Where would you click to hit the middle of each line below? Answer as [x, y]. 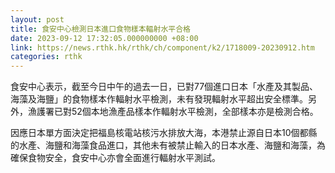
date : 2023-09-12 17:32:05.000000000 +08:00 [104, 38]
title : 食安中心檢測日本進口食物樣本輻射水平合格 [100, 29]
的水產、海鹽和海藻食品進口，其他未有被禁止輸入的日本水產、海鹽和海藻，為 [168, 145]
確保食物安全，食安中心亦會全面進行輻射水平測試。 [115, 158]
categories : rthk [46, 57]
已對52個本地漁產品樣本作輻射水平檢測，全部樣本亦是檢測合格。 [186, 112]
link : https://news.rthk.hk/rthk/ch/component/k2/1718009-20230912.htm [162, 47]
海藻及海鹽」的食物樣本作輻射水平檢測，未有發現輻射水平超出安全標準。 [159, 99]
